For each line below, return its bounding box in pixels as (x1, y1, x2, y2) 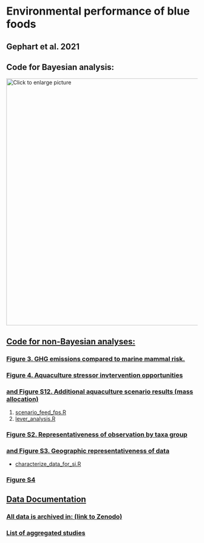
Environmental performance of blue (6, 4, 190, 18)
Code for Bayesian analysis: (6, 62, 114, 72)
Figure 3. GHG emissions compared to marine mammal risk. (6, 355, 185, 363)
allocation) (6, 395, 39, 403)
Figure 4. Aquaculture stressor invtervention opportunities (6, 371, 183, 379)
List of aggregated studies (6, 529, 86, 538)
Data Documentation (6, 494, 86, 505)
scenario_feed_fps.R (15, 409, 67, 416)
